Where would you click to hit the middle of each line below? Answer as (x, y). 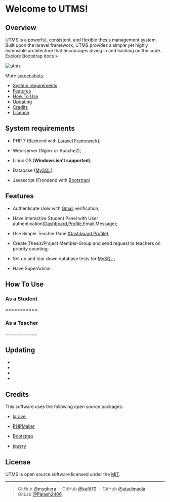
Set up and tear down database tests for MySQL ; (64, 258)
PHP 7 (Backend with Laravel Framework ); (57, 141)
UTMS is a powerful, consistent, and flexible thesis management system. (81, 40)
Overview (21, 28)
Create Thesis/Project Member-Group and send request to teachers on (87, 243)
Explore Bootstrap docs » (32, 56)
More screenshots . (25, 76)
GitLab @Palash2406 (40, 494)
